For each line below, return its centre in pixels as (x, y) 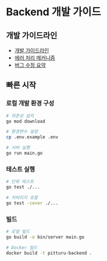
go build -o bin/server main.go (45, 237)
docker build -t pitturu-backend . (49, 253)
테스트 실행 (21, 169)
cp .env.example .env (32, 137)
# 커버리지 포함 (22, 197)
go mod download (26, 121)
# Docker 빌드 (22, 248)
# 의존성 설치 (20, 116)
